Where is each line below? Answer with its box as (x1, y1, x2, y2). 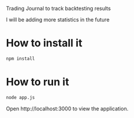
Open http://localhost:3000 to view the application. (6, 105, 129, 112)
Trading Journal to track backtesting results (6, 5, 111, 12)
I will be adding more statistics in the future (6, 16, 110, 23)
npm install (6, 55, 35, 62)
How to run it (6, 76, 69, 88)
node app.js (6, 94, 35, 101)
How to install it (6, 37, 83, 50)
